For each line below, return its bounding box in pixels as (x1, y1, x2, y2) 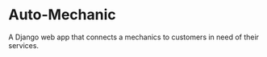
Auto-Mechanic (8, 6, 117, 24)
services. (8, 40, 39, 50)
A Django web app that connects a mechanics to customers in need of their (8, 32, 260, 42)
